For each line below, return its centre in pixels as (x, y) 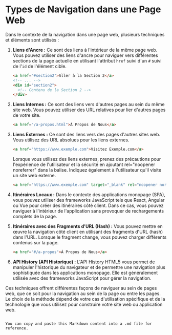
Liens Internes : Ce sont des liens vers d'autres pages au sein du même (89, 104)
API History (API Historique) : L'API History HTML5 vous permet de (84, 262)
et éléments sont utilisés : (32, 40)
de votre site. (27, 115)
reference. (17, 328)
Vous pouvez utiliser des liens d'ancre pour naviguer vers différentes (85, 55)
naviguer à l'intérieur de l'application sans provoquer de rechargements (88, 211)
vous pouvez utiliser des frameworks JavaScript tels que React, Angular (89, 200)
